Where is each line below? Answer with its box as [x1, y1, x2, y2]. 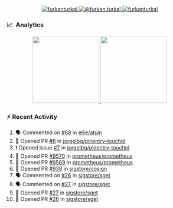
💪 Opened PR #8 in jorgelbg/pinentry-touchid [15, 137, 126, 144]
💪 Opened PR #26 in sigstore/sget [15, 195, 99, 202]
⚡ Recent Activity [6, 113, 58, 121]
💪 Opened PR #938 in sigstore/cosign [15, 165, 107, 172]
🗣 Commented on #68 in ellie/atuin [15, 129, 102, 136]
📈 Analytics [6, 21, 44, 29]
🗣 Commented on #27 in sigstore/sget [15, 180, 110, 187]
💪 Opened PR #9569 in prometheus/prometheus [15, 158, 133, 165]
